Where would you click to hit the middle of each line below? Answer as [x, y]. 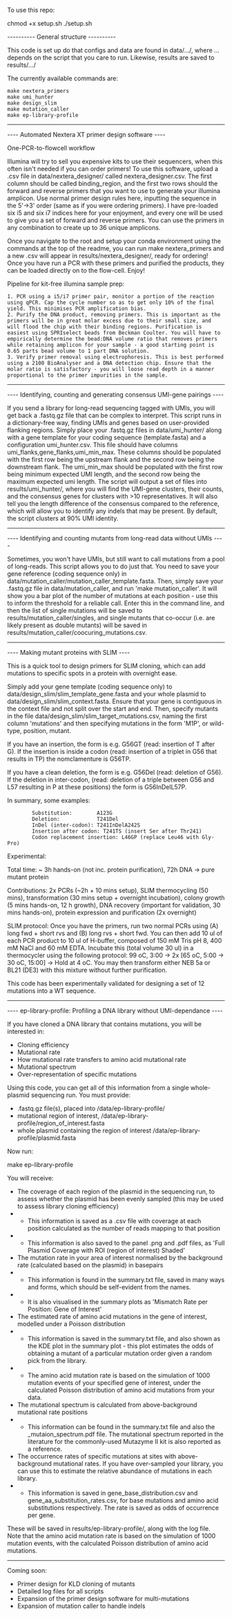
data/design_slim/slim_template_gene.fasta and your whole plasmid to [107, 694]
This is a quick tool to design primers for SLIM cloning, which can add [106, 666]
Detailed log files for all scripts [60, 1591]
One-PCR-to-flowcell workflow [51, 148]
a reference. [45, 1449]
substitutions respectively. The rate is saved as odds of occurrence [123, 1508]
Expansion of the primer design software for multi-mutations [103, 1599]
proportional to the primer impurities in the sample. [88, 375]
